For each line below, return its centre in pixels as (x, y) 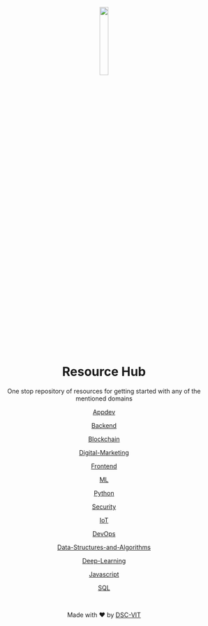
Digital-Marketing (104, 452)
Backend (104, 425)
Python (104, 493)
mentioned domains (104, 398)
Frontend (104, 466)
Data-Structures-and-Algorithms (104, 547)
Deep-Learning (104, 560)
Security (104, 507)
